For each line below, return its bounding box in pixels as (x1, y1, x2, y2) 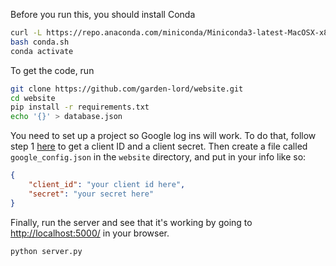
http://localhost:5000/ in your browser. (10, 227, 170, 239)
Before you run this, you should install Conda (10, 9, 196, 20)
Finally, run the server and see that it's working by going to (10, 216, 253, 228)
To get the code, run (10, 64, 95, 76)
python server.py (10, 246, 83, 256)
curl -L (10, 28, 43, 38)
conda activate (10, 46, 74, 56)
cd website (10, 93, 56, 103)
